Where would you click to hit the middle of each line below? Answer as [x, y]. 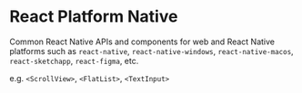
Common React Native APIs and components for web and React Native [142, 42]
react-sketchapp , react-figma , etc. [74, 60]
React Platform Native [94, 17]
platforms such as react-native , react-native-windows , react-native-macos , [151, 51]
